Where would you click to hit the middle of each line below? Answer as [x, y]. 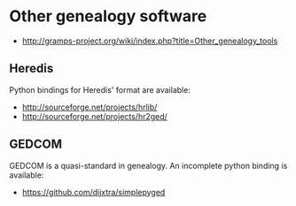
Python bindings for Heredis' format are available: [100, 89]
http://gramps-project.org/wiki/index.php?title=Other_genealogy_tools [150, 41]
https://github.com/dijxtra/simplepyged [93, 192]
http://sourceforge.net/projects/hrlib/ [90, 107]
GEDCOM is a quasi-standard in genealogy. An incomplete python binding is [148, 165]
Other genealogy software [108, 16]
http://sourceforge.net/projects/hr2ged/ [95, 116]
